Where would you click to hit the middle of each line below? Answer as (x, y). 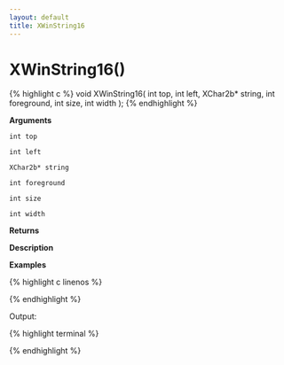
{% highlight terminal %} (54, 334)
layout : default (39, 17)
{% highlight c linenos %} (56, 282)
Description (32, 248)
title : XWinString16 (47, 26)
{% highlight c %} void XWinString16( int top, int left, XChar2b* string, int (142, 94)
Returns (24, 230)
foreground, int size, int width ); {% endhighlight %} (103, 104)
